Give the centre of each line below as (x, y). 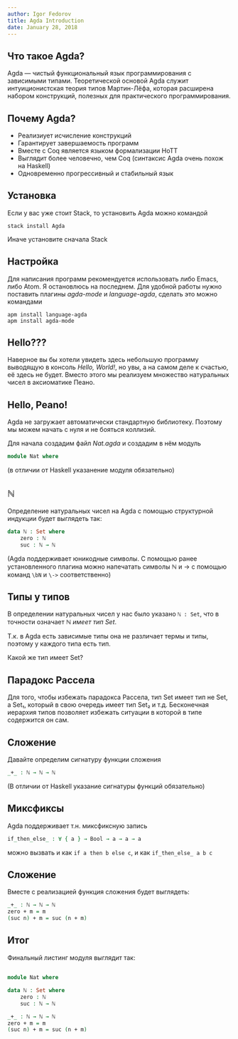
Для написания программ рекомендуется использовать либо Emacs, (113, 279)
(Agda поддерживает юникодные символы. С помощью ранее (102, 558)
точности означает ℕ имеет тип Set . (62, 622)
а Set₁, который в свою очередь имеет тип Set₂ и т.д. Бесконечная (108, 705)
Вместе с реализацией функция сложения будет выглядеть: (98, 892)
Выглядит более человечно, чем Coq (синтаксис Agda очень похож (120, 158)
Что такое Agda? (46, 56)
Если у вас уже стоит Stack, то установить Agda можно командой (108, 213)
